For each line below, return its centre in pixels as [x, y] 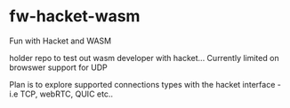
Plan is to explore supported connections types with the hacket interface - [145, 84]
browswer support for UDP [59, 67]
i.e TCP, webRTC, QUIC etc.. [61, 94]
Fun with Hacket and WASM [60, 41]
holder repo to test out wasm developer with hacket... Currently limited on [144, 58]
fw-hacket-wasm [75, 16]
